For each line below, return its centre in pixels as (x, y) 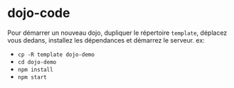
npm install (35, 70)
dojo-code (39, 13)
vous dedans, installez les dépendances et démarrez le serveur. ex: (106, 40)
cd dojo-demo (37, 62)
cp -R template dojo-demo (56, 55)
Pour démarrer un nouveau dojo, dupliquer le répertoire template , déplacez (117, 33)
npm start (32, 77)
